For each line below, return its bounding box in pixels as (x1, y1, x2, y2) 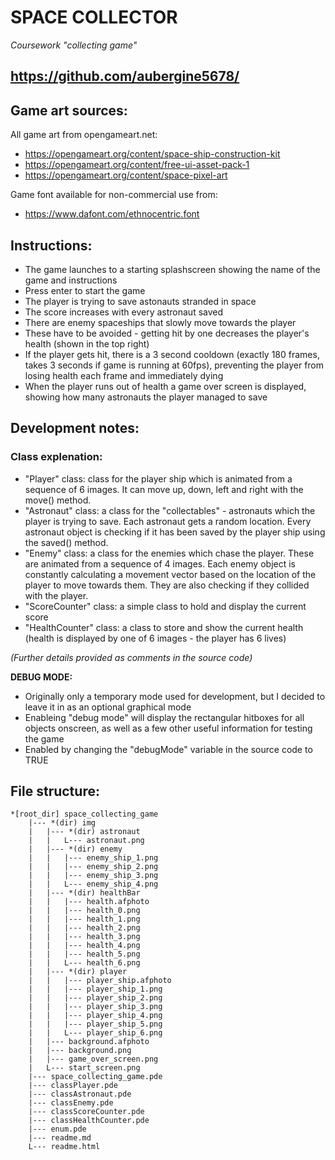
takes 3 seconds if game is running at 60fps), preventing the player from (24, 359, 325, 371)
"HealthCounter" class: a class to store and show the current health (24, 621, 304, 633)
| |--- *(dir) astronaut (28, 827, 141, 837)
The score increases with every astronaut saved (24, 306, 224, 318)
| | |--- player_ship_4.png (28, 1011, 163, 1021)
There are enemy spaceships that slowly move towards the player (24, 316, 297, 328)
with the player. (24, 589, 89, 601)
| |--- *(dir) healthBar (28, 888, 141, 898)
